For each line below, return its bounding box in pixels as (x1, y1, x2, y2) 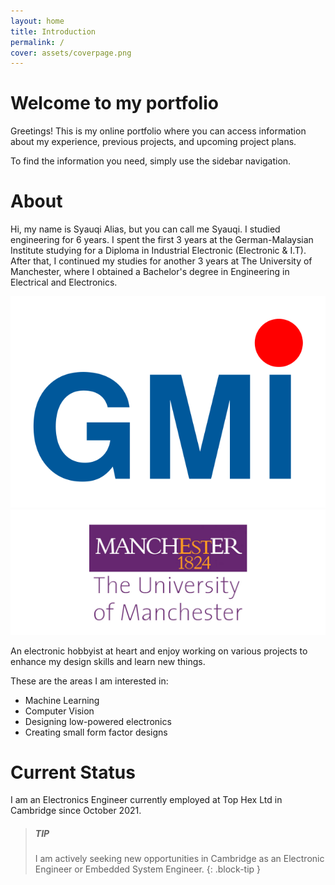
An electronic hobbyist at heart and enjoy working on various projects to (10, 645, 308, 657)
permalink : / (10, 37, 65, 47)
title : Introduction (10, 26, 97, 37)
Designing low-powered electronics (24, 715, 172, 727)
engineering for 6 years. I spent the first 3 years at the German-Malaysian (10, 234, 314, 246)
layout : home (10, 16, 65, 26)
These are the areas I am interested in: (10, 675, 169, 687)
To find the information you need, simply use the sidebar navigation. (10, 155, 292, 167)
